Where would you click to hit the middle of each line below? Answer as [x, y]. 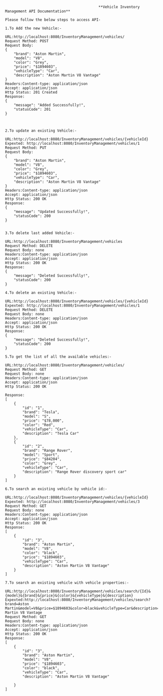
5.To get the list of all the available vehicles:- [58, 357]
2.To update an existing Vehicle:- [41, 131]
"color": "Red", [39, 425]
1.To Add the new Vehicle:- [33, 28]
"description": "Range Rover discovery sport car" [75, 472]
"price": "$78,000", [43, 421]
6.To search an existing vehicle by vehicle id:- [56, 489]
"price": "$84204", [42, 459]
